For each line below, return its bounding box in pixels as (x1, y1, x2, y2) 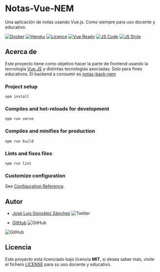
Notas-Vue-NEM (5, 3, 74, 14)
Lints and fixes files (5, 150, 53, 157)
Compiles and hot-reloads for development (5, 105, 110, 112)
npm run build (5, 139, 34, 144)
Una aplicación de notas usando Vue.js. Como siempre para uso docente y (5, 19, 156, 25)
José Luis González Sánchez (12, 210, 71, 217)
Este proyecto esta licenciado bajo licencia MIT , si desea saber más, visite (5, 256, 155, 262)
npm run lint (5, 161, 32, 166)
